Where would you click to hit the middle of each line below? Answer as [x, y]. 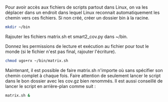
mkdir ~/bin [18, 27]
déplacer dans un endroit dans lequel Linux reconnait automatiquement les [82, 12]
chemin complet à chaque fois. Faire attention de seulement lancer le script [83, 75]
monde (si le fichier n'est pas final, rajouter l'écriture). [61, 51]
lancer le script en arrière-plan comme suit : [51, 86]
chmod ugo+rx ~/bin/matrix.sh [37, 60]
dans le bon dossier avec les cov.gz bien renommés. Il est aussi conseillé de [84, 81]
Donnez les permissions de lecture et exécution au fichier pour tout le [77, 46]
